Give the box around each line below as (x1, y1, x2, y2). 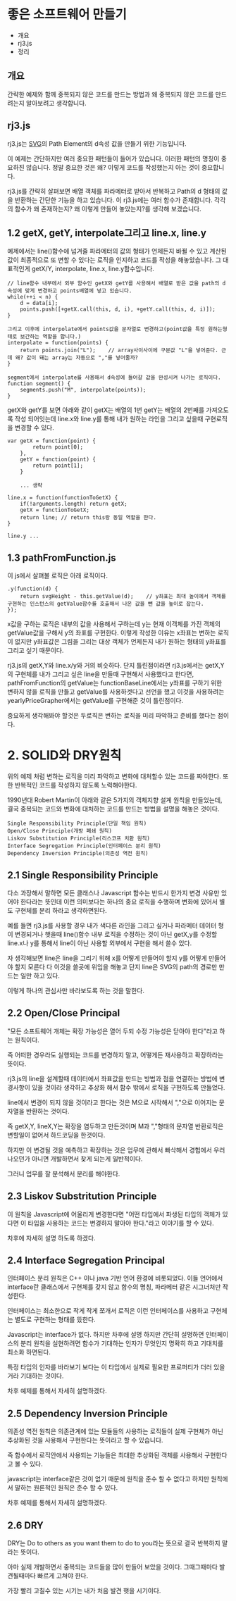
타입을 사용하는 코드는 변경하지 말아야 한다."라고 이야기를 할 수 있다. (27, 1219, 214, 1227)
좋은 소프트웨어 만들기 (7, 6, 127, 23)
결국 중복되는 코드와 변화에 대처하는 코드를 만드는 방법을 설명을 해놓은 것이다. (7, 804, 220, 814)
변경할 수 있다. (14, 423, 55, 432)
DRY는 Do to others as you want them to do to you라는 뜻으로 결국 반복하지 (7, 1539, 221, 1547)
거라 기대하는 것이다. (7, 1371, 64, 1381)
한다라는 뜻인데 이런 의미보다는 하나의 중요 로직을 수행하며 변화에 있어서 (20, 897, 218, 906)
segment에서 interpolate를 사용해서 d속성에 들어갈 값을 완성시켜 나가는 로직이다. (7, 374, 221, 381)
